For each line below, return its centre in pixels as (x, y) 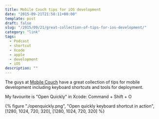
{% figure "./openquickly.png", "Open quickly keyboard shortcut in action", (80, 106)
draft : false (18, 23)
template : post (20, 18)
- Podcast (19, 41)
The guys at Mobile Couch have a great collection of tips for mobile (72, 82)
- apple (17, 55)
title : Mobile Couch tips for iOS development (53, 9)
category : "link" (23, 32)
